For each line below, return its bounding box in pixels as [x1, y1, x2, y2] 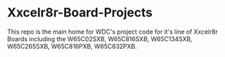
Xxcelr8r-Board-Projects [7, 5, 153, 21]
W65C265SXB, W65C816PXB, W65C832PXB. [7, 42, 137, 50]
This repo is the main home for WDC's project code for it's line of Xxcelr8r [7, 27, 218, 36]
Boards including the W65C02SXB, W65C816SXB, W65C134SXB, [7, 34, 193, 43]
